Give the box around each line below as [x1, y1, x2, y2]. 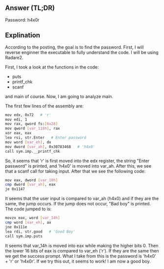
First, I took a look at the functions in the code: [5, 64, 99, 70]
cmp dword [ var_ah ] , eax [5, 182, 56, 187]
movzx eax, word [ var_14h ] [5, 216, 60, 220]
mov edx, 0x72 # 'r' [5, 112, 51, 117]
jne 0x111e [5, 224, 27, 229]
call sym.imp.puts [5, 234, 43, 239]
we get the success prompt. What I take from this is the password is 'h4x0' [5, 253, 157, 259]
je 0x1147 [5, 187, 25, 192]
